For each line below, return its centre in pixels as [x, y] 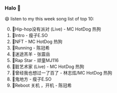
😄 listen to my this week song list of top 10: [49, 19]
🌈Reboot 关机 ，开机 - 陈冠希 [42, 85]
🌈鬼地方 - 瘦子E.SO [32, 79]
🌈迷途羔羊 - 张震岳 [31, 54]
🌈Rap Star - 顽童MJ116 [35, 60]
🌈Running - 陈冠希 [31, 48]
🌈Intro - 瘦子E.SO [30, 35]
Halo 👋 [13, 8]
